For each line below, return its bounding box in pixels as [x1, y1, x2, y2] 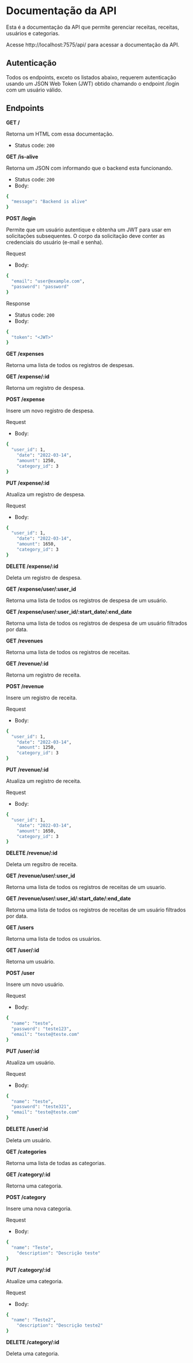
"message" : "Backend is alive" [11, 198, 88, 205]
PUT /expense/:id [6, 479, 50, 486]
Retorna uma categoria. [6, 1182, 63, 1190]
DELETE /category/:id [6, 1339, 60, 1346]
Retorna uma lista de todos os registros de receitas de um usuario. [6, 884, 167, 891]
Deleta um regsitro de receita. [6, 861, 78, 868]
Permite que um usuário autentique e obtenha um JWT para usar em [6, 226, 171, 233]
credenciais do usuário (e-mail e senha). [6, 239, 104, 246]
